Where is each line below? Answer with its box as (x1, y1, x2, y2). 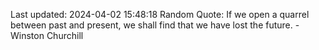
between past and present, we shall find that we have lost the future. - (10, 19, 300, 31)
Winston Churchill (10, 30, 84, 41)
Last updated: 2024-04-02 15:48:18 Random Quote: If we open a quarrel (10, 9, 310, 20)
